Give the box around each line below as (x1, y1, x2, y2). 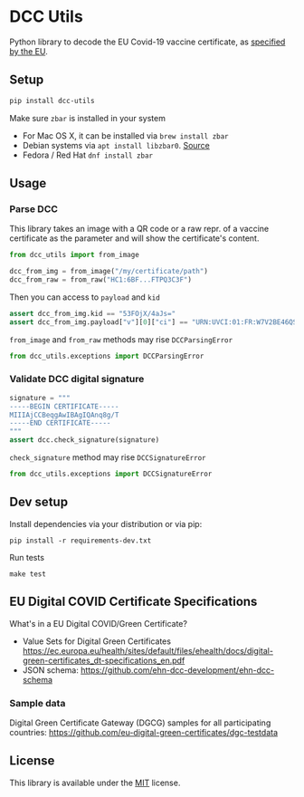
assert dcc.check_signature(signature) (9, 436, 160, 445)
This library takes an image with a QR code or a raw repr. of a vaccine (9, 224, 270, 235)
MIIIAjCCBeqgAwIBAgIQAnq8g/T (9, 410, 119, 419)
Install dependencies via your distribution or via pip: (9, 518, 203, 529)
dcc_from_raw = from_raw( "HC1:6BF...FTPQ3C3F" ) (9, 275, 193, 284)
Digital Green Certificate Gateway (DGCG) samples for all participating (9, 717, 271, 728)
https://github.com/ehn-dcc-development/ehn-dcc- (80, 664, 275, 676)
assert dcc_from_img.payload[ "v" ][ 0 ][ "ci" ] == (9, 317, 188, 327)
